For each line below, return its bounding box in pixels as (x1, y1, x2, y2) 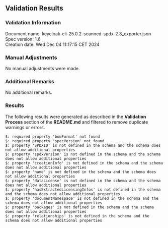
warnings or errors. (5, 124, 45, 130)
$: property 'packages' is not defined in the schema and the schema (5, 204, 154, 210)
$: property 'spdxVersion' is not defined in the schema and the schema (5, 151, 161, 157)
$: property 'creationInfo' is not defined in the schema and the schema (5, 160, 163, 165)
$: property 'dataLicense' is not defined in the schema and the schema (5, 178, 161, 183)
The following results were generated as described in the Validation (5, 113, 146, 120)
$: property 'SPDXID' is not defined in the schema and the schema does (5, 143, 161, 148)
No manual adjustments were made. (5, 65, 80, 71)
